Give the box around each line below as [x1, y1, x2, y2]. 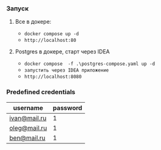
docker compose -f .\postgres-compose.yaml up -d [24, 61, 156, 67]
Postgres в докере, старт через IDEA [15, 48, 110, 55]
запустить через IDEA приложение [24, 67, 109, 73]
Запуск [6, 4, 29, 13]
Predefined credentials [6, 88, 76, 97]
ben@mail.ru [9, 134, 46, 142]
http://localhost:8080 [24, 74, 82, 80]
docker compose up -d [24, 31, 79, 37]
